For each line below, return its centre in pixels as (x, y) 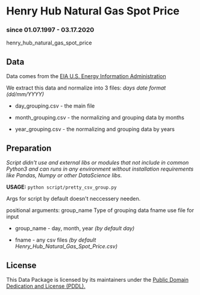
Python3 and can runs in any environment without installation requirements (100, 169)
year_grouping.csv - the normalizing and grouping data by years (95, 129)
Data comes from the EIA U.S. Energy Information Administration (86, 76)
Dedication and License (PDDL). (46, 286)
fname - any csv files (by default (55, 240)
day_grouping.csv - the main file (55, 106)
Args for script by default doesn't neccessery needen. (73, 199)
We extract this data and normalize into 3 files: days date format (86, 88)
